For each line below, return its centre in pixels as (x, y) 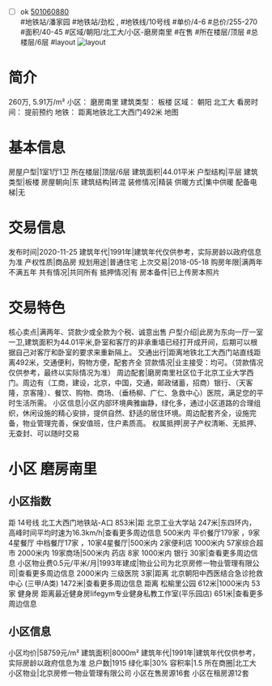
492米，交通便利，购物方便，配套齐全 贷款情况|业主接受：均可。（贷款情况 (139, 362)
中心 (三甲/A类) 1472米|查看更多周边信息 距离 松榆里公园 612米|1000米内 (129, 583)
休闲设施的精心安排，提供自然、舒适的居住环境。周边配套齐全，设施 (136, 413)
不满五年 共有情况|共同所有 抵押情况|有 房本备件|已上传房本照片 (114, 272)
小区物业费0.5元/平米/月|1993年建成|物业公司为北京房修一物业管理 (128, 563)
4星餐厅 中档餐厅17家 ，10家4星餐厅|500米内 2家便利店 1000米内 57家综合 (132, 542)
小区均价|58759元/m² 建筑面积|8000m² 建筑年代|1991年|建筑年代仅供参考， (134, 653)
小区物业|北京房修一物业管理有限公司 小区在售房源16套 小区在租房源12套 (129, 673)
